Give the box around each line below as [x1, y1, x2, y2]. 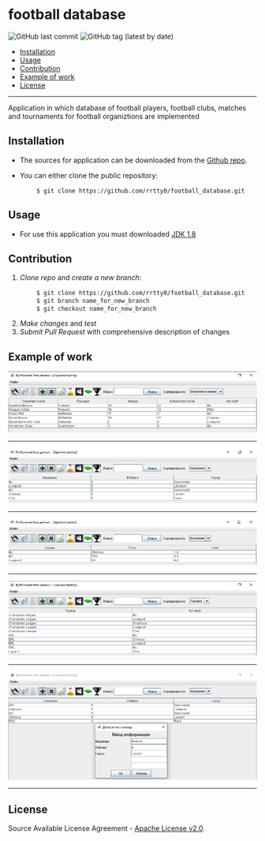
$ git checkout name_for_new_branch [36, 305, 157, 313]
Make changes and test [19, 319, 97, 328]
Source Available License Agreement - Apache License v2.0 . [8, 824, 205, 833]
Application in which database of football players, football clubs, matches [8, 103, 247, 112]
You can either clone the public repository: [19, 170, 159, 180]
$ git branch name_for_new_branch [36, 297, 150, 305]
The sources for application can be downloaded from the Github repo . [19, 155, 248, 165]
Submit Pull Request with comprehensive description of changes [19, 327, 230, 337]
